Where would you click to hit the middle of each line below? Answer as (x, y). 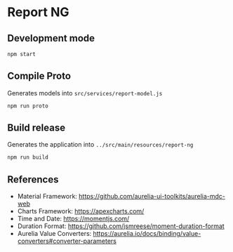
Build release (36, 127)
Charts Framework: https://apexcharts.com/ (81, 211)
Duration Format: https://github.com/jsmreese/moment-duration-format (121, 226)
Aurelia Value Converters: (54, 234)
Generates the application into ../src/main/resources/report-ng (100, 145)
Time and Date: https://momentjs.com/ (73, 219)
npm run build (28, 158)
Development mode (51, 38)
